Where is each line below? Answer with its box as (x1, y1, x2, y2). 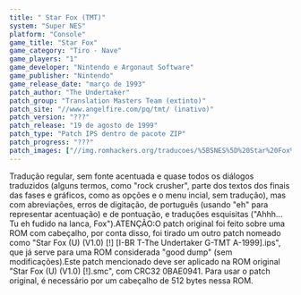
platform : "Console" (9, 29, 87, 38)
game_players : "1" (9, 55, 78, 63)
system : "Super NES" (9, 21, 87, 30)
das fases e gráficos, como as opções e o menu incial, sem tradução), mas (9, 190, 287, 200)
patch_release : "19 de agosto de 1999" (9, 122, 159, 131)
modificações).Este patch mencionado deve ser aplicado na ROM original (9, 256, 280, 266)
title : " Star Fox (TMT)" (9, 13, 106, 22)
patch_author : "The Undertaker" (9, 88, 130, 97)
